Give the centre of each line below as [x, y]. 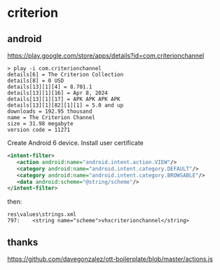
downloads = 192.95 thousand [50, 112]
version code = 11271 [39, 130]
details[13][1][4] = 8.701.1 [50, 87]
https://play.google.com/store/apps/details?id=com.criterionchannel [106, 55]
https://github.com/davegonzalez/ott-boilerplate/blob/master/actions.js [110, 259]
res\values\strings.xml [42, 215]
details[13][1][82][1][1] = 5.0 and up [66, 105]
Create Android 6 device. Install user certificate [75, 143]
